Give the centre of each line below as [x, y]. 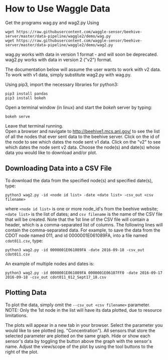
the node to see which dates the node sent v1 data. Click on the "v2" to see [83, 142]
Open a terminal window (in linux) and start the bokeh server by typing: [79, 107]
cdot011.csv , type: [24, 241]
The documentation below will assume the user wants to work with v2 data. [83, 69]
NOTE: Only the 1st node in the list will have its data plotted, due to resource [83, 310]
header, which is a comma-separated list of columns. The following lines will [84, 224]
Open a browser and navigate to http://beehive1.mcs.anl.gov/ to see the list [82, 131]
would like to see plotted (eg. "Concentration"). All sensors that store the [80, 330]
